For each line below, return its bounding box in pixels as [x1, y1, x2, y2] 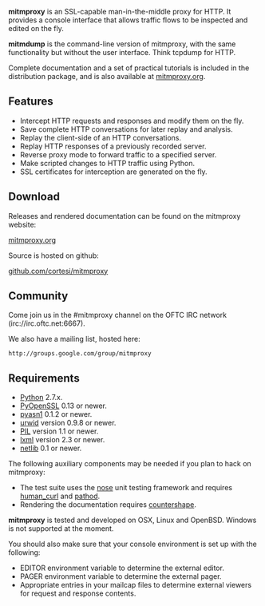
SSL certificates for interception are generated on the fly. [19, 167, 208, 176]
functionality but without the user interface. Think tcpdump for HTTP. [8, 48, 236, 57]
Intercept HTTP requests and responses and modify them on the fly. [19, 116, 244, 125]
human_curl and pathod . [19, 491, 101, 501]
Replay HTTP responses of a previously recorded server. [19, 141, 207, 151]
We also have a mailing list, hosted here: [8, 335, 141, 344]
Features [8, 95, 53, 109]
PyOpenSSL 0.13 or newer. [19, 401, 108, 410]
